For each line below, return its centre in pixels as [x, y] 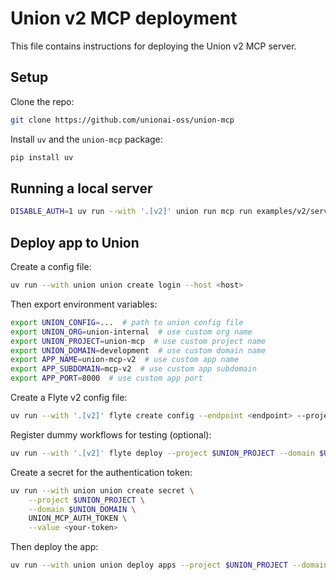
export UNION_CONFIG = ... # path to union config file [127, 322]
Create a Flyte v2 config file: [69, 397]
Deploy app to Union [75, 242]
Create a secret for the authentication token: [101, 472]
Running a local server [81, 188]
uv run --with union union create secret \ [102, 490]
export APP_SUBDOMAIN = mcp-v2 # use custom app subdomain [133, 369]
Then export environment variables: [84, 304]
